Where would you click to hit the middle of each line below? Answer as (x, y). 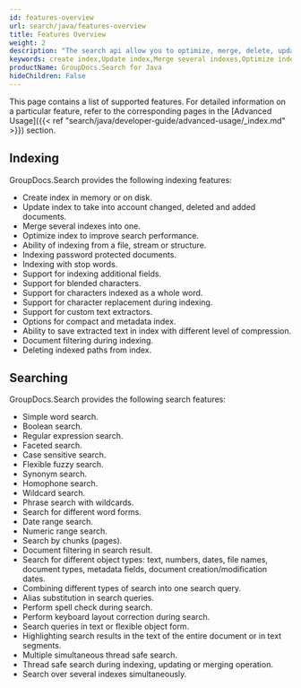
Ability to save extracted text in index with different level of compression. (157, 331)
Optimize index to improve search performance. (111, 235)
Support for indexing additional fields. (92, 274)
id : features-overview (52, 17)
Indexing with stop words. (70, 264)
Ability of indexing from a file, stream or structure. (114, 245)
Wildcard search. (54, 493)
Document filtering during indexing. (88, 340)
